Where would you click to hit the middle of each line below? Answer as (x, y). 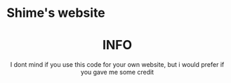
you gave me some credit (117, 72)
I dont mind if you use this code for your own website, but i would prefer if (117, 65)
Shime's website (56, 13)
